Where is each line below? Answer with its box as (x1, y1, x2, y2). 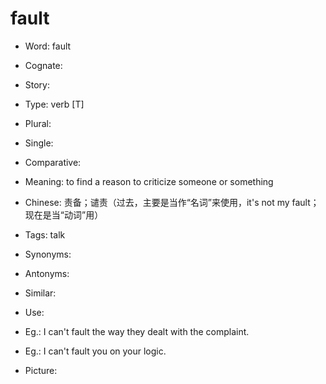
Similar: (24, 287, 57, 299)
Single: (24, 137, 54, 149)
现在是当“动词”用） (24, 208, 104, 221)
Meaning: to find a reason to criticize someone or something (24, 175, 274, 187)
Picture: (24, 364, 58, 376)
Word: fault (24, 40, 72, 52)
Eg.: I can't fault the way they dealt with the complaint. (24, 325, 250, 337)
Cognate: (24, 59, 63, 71)
